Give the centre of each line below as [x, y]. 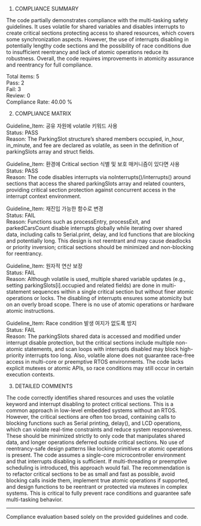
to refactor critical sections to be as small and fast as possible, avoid [91, 474]
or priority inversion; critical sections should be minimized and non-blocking [100, 247]
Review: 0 [19, 96]
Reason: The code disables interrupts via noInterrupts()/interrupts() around [99, 177]
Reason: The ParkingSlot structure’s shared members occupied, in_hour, [95, 139]
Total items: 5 [23, 76]
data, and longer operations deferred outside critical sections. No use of [95, 442]
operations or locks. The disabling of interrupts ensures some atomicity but [99, 298]
